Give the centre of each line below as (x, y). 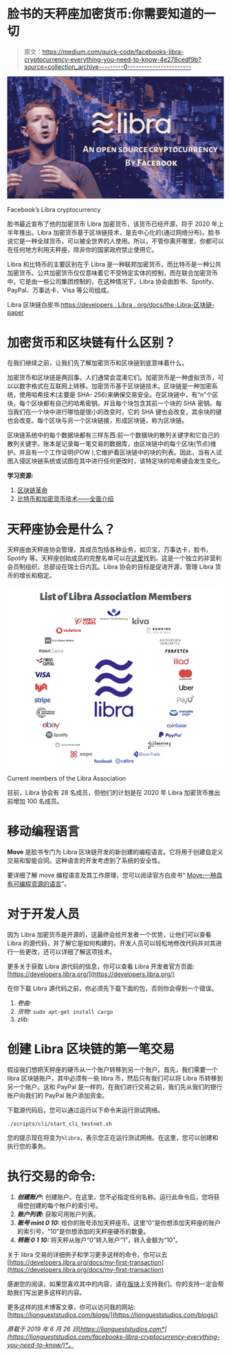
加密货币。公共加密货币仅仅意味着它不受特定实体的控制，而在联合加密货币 (112, 273)
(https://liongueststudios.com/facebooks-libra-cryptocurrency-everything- (113, 1337)
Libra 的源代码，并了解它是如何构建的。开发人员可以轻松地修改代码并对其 (111, 943)
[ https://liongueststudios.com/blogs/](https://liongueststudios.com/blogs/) (113, 1315)
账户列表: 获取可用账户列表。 (58, 1214)
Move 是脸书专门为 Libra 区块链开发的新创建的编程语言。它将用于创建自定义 (115, 851)
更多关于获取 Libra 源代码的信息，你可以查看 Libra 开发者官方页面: (101, 966)
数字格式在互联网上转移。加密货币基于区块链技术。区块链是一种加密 (115, 386)
